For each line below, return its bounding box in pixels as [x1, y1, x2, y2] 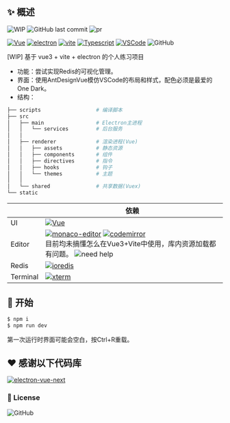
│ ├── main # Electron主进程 [7, 119, 142, 126]
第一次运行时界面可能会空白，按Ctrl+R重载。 [7, 335, 133, 343]
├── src [7, 112, 29, 120]
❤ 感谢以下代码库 [7, 357, 82, 369]
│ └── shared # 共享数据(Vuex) [7, 183, 142, 190]
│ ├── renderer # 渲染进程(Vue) [7, 138, 138, 145]
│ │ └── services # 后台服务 [7, 125, 123, 132]
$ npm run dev [7, 322, 48, 329]
